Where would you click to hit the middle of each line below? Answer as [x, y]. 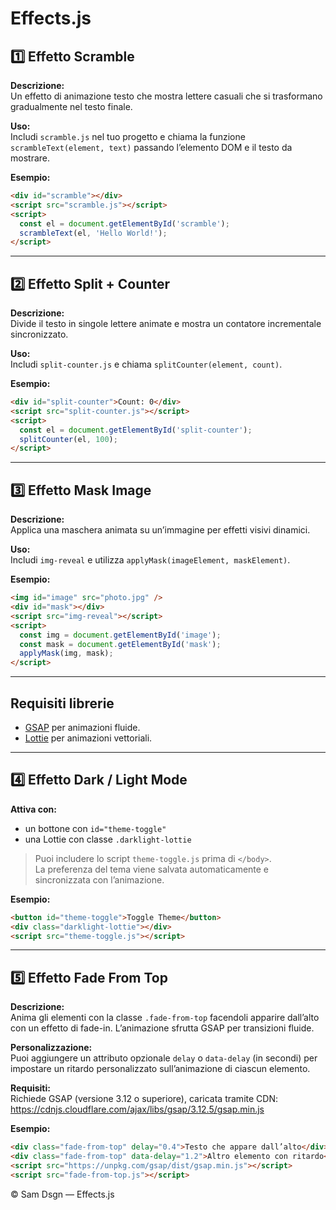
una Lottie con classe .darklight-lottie [108, 839]
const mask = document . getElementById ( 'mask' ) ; [120, 644]
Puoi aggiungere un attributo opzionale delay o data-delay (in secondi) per [164, 1058]
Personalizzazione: [51, 1048]
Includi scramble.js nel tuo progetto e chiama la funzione [128, 136]
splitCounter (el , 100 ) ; [68, 439]
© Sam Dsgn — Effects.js [62, 1194]
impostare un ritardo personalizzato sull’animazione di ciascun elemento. [160, 1069]
